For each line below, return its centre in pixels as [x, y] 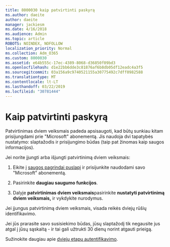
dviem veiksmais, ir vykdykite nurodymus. [58, 198]
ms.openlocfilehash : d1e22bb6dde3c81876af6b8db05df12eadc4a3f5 [74, 67]
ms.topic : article [25, 39]
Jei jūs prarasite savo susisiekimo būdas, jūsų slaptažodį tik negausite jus [83, 224]
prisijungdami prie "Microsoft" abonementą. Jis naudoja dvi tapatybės [79, 136]
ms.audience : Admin [26, 34]
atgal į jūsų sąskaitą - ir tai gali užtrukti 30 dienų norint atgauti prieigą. [79, 229]
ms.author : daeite [25, 15]
